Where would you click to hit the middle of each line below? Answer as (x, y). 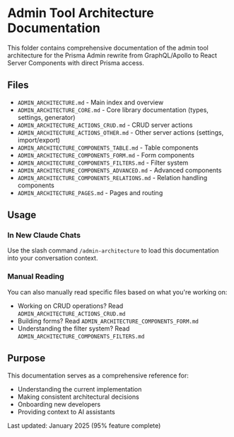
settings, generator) (46, 117)
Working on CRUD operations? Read (70, 306)
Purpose (27, 359)
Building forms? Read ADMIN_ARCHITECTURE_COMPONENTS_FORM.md (108, 321)
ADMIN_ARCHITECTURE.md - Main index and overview (90, 102)
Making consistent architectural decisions (78, 397)
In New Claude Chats (44, 236)
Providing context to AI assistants (66, 411)
